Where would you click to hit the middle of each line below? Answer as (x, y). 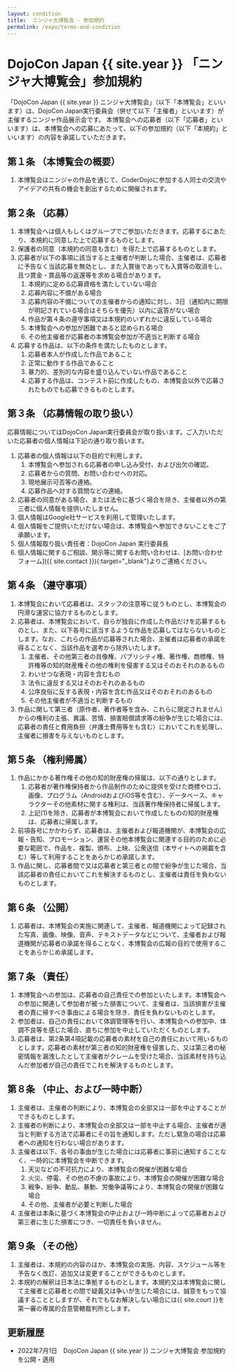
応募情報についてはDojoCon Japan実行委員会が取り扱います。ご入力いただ (115, 432)
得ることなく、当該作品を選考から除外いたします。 (91, 647)
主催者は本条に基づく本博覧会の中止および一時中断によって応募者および (122, 1213)
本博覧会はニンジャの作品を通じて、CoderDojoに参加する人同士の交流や (122, 180)
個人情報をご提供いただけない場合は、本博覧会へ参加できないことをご (119, 526)
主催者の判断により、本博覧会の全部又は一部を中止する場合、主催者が (119, 1125)
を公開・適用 (36, 1359)
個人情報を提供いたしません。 (79, 508)
